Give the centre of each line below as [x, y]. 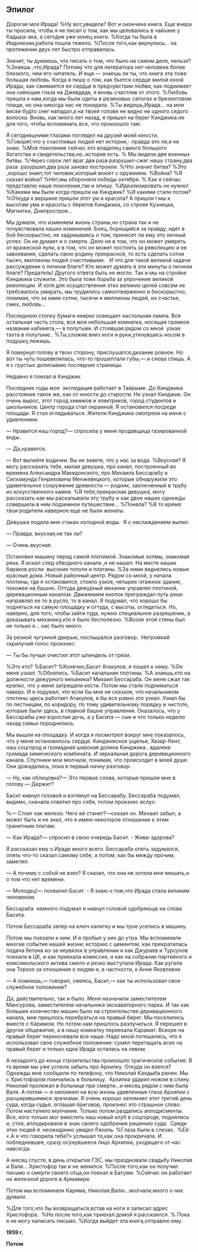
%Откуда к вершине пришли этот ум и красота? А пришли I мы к [88, 198]
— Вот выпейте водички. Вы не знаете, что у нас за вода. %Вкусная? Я [96, 460]
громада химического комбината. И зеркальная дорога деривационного [98, 753]
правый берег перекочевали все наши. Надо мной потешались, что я [94, 1036]
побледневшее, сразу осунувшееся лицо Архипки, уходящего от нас [93, 1142]
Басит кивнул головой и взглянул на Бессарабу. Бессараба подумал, [94, 795]
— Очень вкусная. [29, 545]
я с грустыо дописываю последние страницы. [64, 365]
